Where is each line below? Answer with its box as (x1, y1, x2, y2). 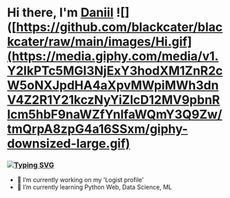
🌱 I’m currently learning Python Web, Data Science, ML (16, 183, 172, 191)
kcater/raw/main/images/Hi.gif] (7, 34, 192, 49)
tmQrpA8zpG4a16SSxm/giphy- (7, 121, 188, 137)
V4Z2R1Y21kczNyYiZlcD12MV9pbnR (7, 92, 220, 108)
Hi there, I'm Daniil (7, 5, 114, 21)
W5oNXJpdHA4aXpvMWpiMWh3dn (7, 77, 219, 93)
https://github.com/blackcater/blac (16, 19, 223, 35)
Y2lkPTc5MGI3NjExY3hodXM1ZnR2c (7, 63, 223, 79)
